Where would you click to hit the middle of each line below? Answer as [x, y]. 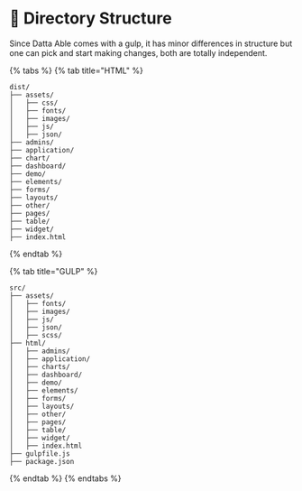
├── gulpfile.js [40, 454]
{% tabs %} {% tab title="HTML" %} [77, 70]
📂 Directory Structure [91, 19]
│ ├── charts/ [40, 366]
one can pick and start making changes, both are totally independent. [138, 52]
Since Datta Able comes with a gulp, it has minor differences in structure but [151, 43]
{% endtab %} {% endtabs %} [65, 478]
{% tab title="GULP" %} [54, 271]
